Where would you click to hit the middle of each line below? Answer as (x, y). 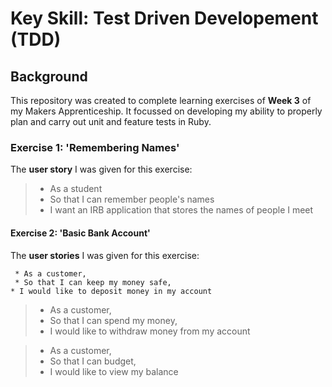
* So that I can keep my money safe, (93, 282)
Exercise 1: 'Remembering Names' (95, 147)
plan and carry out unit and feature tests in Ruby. (111, 121)
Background (49, 76)
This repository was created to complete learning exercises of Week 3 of (161, 100)
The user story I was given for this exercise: (101, 169)
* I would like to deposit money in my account (111, 291)
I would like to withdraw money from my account (150, 331)
